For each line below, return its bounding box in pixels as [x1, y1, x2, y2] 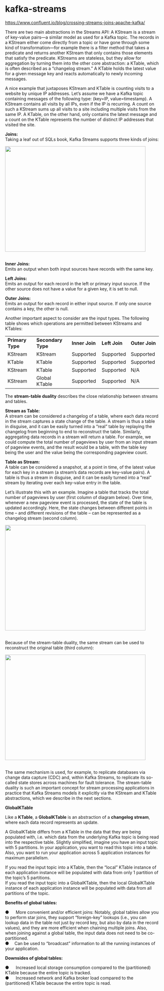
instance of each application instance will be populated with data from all [5, 885, 152, 891]
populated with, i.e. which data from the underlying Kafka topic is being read [5, 834, 159, 840]
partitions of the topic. [5, 890, 50, 896]
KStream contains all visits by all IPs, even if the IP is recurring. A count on [5, 101, 155, 107]
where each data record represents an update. [5, 819, 99, 825]
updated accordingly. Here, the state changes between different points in [5, 505, 152, 511]
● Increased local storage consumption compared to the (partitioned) [5, 965, 151, 970]
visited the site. [5, 121, 36, 128]
